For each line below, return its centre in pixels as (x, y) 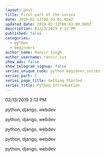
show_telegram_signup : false (36, 66)
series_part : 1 (21, 76)
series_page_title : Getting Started (44, 81)
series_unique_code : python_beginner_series (53, 71)
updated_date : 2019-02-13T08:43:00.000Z (48, 24)
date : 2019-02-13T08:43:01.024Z (39, 19)
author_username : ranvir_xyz (36, 57)
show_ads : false (22, 62)
